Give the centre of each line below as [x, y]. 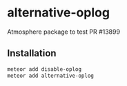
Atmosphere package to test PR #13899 [64, 32]
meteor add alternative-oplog [51, 76]
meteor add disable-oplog [44, 69]
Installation [32, 53]
